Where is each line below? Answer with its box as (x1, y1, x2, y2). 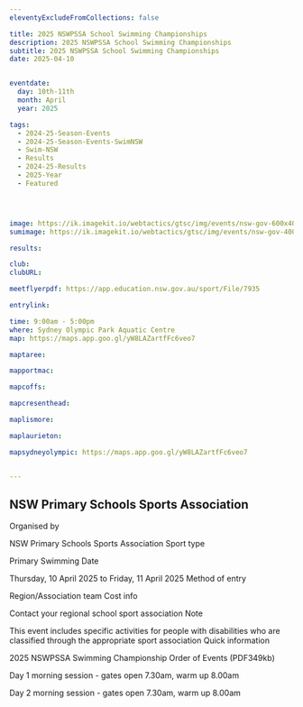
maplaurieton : (9, 431, 63, 440)
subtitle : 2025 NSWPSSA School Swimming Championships (9, 46, 220, 55)
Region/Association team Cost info (9, 591, 138, 601)
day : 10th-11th (17, 87, 75, 96)
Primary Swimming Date (9, 555, 99, 566)
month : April (17, 96, 67, 105)
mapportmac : (9, 366, 54, 375)
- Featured (17, 179, 59, 188)
